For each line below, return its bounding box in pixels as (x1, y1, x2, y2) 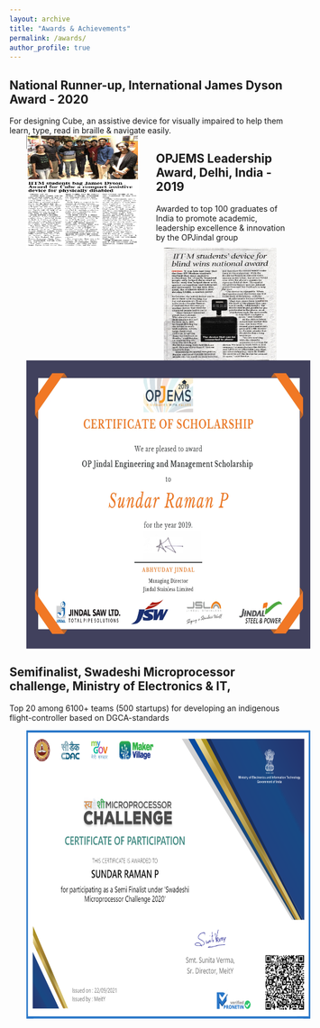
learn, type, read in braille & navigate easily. (9, 125, 171, 136)
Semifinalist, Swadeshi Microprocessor (9, 665, 236, 680)
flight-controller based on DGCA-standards (9, 712, 169, 723)
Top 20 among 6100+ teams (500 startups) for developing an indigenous (9, 703, 280, 714)
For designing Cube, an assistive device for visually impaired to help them (9, 115, 284, 126)
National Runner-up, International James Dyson (9, 77, 283, 93)
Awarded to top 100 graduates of (156, 203, 278, 214)
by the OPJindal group (156, 232, 239, 242)
